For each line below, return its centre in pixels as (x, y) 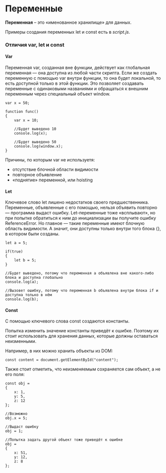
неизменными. (21, 341)
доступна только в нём (28, 295)
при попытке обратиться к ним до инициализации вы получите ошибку (81, 218)
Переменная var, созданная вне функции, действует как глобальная (78, 68)
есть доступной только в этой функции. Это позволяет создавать (75, 83)
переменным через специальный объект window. (58, 94)
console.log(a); (22, 282)
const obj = (17, 384)
